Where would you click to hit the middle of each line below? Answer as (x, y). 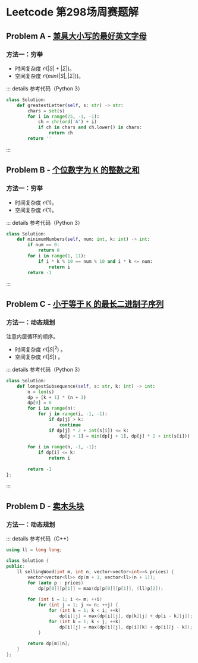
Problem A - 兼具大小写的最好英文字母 (76, 36)
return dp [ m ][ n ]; (49, 644)
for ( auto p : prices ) (56, 583)
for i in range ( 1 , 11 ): (57, 256)
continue (70, 425)
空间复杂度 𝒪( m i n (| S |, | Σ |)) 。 (49, 76)
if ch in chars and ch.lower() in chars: (90, 128)
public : (16, 566)
